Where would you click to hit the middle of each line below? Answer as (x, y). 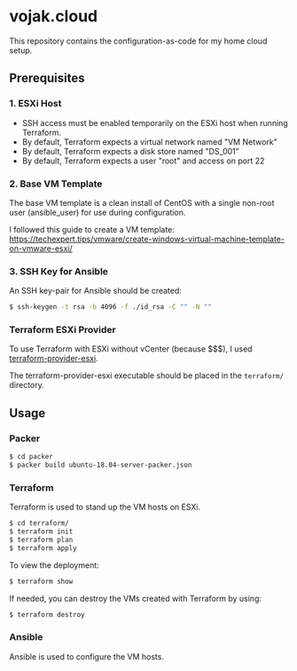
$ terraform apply (43, 548)
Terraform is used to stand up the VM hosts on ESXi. (105, 507)
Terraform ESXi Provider (63, 330)
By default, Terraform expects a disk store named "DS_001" (130, 151)
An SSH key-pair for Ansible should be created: (95, 291)
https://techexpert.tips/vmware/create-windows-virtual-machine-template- (147, 239)
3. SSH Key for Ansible (59, 271)
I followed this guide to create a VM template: (92, 229)
